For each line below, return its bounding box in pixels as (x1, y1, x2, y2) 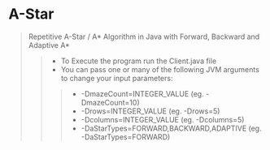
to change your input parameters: (60, 73, 173, 83)
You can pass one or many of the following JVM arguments (60, 64, 260, 74)
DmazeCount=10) (81, 97, 140, 107)
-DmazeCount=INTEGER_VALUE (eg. (81, 88, 205, 98)
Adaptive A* (28, 40, 71, 49)
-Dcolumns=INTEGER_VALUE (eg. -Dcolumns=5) (81, 114, 245, 124)
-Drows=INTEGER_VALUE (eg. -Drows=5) (81, 106, 220, 116)
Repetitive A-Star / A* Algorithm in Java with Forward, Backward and (28, 32, 260, 41)
